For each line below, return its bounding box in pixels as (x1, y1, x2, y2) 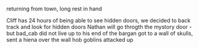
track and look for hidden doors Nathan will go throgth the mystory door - (6, 24, 192, 30)
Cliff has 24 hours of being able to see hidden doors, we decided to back (6, 17, 191, 24)
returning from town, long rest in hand (6, 5, 102, 12)
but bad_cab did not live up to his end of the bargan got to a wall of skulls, (6, 30, 193, 37)
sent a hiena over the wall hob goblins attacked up (6, 36, 133, 43)
